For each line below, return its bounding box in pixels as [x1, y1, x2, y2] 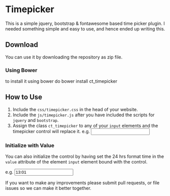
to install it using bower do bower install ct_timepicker [5, 78, 118, 84]
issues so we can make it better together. [5, 185, 91, 191]
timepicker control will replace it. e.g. [12, 128, 90, 134]
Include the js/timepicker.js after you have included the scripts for [12, 112, 155, 118]
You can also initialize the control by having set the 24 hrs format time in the [5, 153, 164, 159]
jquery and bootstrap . [12, 117, 59, 123]
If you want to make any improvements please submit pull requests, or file [5, 180, 160, 186]
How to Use [5, 93, 43, 102]
